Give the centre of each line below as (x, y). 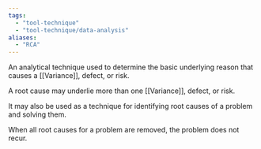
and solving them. (38, 114)
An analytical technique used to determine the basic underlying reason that (131, 67)
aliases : (23, 37)
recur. (18, 138)
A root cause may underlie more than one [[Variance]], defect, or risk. (122, 91)
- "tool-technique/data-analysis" (72, 30)
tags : (17, 15)
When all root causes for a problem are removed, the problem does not (124, 130)
